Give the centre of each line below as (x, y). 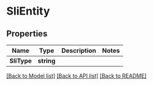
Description (79, 51)
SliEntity (28, 11)
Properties (27, 34)
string (47, 61)
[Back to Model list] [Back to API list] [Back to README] (76, 76)
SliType (21, 61)
